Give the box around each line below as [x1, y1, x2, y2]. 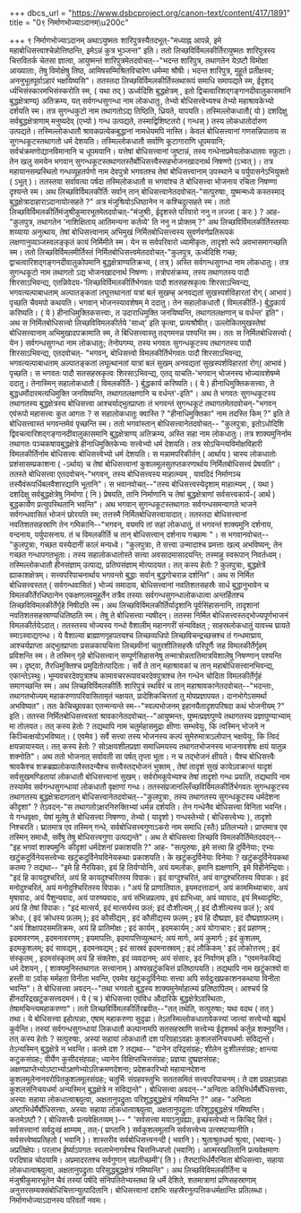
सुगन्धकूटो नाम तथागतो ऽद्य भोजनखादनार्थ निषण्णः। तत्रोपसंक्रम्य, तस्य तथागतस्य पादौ [9, 267, 249, 277]
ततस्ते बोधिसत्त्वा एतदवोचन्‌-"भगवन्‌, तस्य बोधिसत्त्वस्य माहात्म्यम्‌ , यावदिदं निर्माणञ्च [9, 469, 242, 479]
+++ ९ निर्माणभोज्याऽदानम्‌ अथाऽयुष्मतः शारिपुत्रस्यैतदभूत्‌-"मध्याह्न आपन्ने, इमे [9, 35, 222, 46]
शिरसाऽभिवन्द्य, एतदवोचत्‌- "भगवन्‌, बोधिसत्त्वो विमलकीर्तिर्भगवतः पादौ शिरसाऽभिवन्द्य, [9, 348, 244, 358]
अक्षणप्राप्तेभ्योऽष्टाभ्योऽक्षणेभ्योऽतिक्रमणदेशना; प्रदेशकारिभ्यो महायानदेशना [9, 1064, 206, 1074]
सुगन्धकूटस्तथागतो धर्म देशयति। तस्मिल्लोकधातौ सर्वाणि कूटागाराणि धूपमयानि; [9, 136, 226, 146]
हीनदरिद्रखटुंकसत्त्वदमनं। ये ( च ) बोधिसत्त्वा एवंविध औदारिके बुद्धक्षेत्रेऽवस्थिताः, [9, 993, 226, 1003]
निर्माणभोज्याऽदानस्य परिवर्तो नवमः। [9, 1195, 107, 1205]
